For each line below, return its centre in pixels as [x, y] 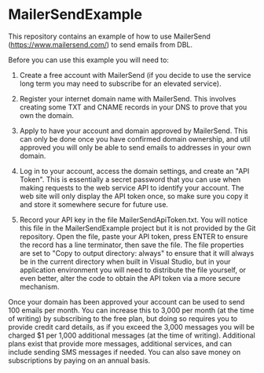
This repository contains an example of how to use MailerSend [109, 36]
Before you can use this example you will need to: [88, 60]
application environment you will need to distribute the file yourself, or [132, 270]
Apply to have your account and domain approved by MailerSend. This [134, 131]
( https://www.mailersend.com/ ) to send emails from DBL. [101, 44]
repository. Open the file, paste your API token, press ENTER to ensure [134, 236]
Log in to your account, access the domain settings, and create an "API [134, 171]
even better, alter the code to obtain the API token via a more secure [130, 278]
